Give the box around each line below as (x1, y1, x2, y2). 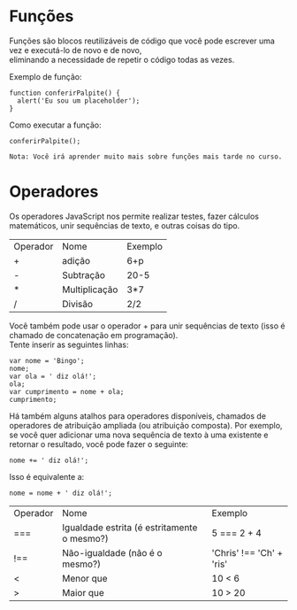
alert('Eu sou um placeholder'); (17, 96, 141, 105)
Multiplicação (61, 283, 118, 296)
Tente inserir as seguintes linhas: (9, 339, 129, 350)
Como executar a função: (9, 120, 102, 130)
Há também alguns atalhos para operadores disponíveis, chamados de (9, 410, 267, 421)
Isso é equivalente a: (9, 471, 85, 482)
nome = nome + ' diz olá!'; (9, 489, 113, 498)
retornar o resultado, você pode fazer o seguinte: (9, 438, 188, 449)
